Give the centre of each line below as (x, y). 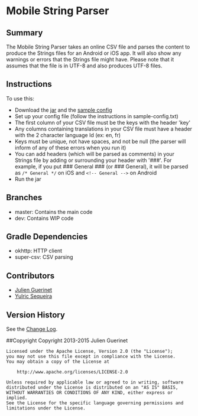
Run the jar (28, 179)
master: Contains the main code (53, 212)
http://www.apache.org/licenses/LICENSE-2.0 (72, 372)
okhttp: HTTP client (38, 251)
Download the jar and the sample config (63, 110)
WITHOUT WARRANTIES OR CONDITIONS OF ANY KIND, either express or (90, 393)
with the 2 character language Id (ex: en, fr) (68, 135)
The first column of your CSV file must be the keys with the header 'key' (103, 122)
